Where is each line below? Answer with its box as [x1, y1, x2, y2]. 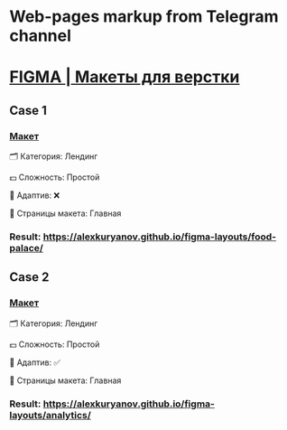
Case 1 [9, 102, 48, 118]
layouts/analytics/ [9, 408, 92, 421]
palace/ [9, 241, 43, 254]
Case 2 [9, 269, 50, 285]
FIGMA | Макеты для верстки [9, 67, 240, 88]
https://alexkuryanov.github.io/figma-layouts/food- [42, 230, 277, 243]
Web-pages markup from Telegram [9, 6, 279, 27]
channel [9, 25, 72, 46]
